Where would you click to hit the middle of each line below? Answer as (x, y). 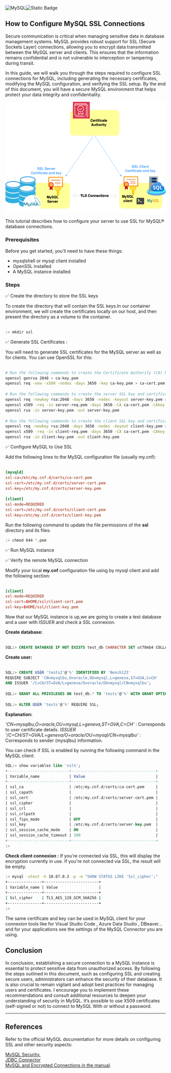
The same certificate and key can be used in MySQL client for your (76, 918)
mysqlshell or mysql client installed (49, 261)
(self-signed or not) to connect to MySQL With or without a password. (78, 1006)
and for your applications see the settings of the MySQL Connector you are (84, 929)
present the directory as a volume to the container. (58, 317)
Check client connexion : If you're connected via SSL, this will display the (83, 856)
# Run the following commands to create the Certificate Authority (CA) (84, 373)
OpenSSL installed (32, 266)
